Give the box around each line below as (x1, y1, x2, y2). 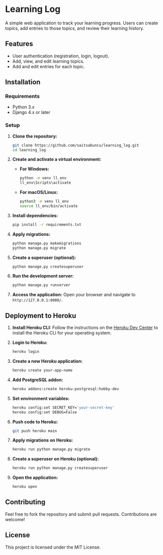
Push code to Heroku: (12, 419, 58, 425)
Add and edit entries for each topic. (12, 63, 85, 69)
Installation (5, 78, 41, 87)
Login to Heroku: (12, 339, 48, 345)
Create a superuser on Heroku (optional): (12, 456, 99, 462)
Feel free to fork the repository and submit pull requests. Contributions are (5, 511, 157, 517)
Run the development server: (12, 273, 74, 279)
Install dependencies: (12, 213, 58, 219)
